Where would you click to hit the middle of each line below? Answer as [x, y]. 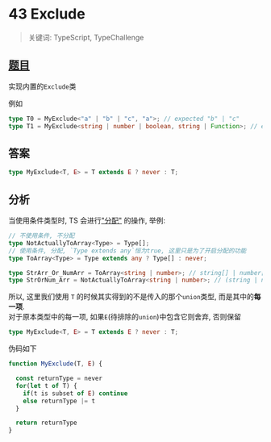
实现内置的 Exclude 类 [42, 86]
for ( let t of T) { [47, 386]
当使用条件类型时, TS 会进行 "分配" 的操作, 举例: [87, 220]
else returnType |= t [59, 401]
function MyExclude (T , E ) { [56, 364]
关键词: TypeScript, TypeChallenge [86, 37]
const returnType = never [59, 378]
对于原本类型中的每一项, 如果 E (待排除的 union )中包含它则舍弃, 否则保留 [125, 317]
